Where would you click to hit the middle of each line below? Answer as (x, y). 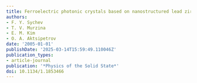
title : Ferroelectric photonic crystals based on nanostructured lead (94, 11)
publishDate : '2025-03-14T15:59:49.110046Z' (61, 50)
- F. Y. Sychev (25, 22)
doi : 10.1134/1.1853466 (35, 71)
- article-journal (28, 60)
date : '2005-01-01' (30, 44)
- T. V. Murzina (26, 28)
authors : (17, 17)
